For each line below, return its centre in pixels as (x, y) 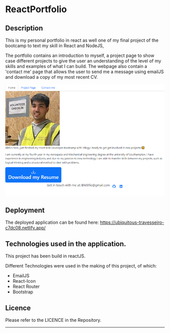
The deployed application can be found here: (52, 222)
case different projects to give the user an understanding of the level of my (83, 61)
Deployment (25, 210)
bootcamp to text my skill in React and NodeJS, (55, 46)
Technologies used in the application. (66, 244)
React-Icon (24, 281)
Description (24, 28)
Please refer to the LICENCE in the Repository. (53, 320)
